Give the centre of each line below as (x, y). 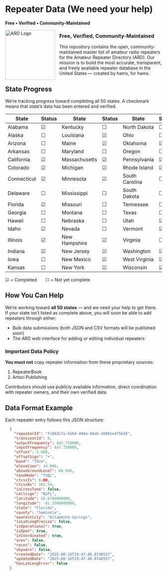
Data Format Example (39, 408)
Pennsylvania (138, 160)
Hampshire (75, 243)
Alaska (16, 135)
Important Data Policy (32, 351)
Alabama (18, 127)
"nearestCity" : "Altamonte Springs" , (53, 517)
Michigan (73, 168)
